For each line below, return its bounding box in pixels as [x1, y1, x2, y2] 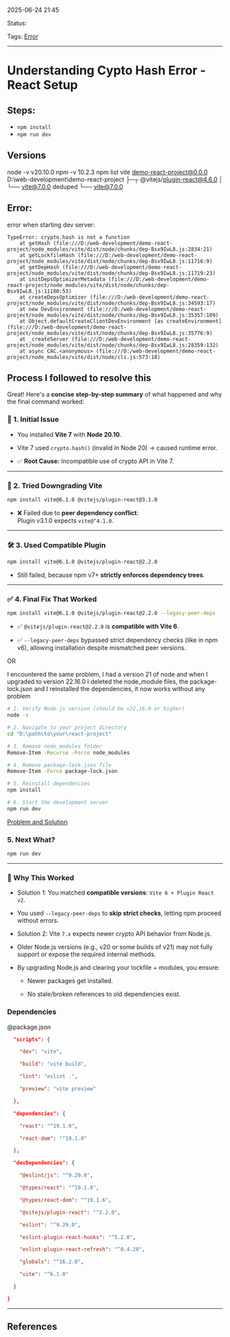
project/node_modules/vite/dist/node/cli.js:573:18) [7, 353, 161, 360]
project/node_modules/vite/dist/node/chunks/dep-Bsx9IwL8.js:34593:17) [7, 299, 216, 307]
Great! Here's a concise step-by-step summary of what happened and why [7, 390, 222, 399]
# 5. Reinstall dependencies [7, 780, 90, 787]
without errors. [16, 916, 60, 925]
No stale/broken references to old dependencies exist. [27, 990, 181, 999]
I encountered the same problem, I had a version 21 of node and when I [7, 671, 208, 679]
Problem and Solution [7, 818, 68, 826]
